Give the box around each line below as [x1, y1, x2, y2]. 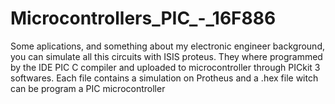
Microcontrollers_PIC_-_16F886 [10, 7, 277, 30]
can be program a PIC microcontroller [10, 82, 166, 94]
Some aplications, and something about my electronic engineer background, [10, 40, 325, 52]
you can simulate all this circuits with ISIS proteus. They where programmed [10, 50, 323, 62]
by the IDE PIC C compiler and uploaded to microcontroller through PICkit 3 [10, 61, 321, 73]
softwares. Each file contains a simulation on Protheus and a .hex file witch [10, 72, 319, 84]
